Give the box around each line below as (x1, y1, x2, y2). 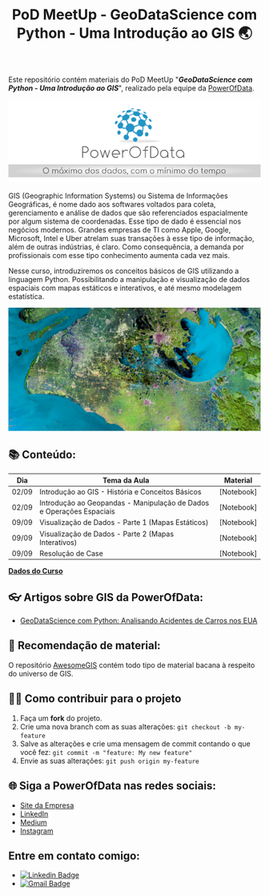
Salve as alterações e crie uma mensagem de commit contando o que (19, 739, 251, 749)
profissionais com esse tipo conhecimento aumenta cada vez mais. (8, 251, 231, 260)
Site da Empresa (19, 800, 74, 810)
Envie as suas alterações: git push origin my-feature (19, 756, 199, 765)
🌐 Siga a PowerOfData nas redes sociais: (8, 779, 216, 793)
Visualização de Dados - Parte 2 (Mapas (39, 529, 175, 539)
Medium (19, 817, 48, 827)
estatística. (8, 292, 45, 301)
